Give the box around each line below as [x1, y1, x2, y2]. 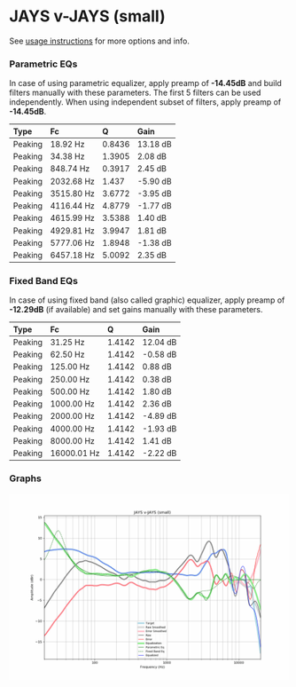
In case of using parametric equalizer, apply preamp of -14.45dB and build [9, 78, 282, 89]
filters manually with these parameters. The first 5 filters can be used [9, 87, 261, 99]
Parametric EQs [9, 58, 78, 70]
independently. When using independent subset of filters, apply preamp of [9, 97, 282, 107]
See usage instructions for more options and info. [9, 36, 191, 46]
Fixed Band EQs [9, 274, 78, 287]
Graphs [9, 472, 42, 485]
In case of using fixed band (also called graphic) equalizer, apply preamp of [9, 295, 285, 305]
